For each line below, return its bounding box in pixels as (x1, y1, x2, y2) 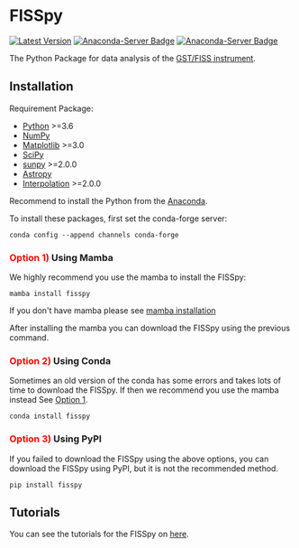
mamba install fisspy (9, 290, 91, 299)
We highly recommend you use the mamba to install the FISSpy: (9, 272, 247, 283)
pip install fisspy (9, 480, 83, 489)
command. (9, 332, 50, 343)
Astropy (22, 168, 52, 179)
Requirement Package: (9, 103, 94, 114)
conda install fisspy (9, 412, 91, 421)
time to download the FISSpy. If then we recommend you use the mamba (9, 385, 279, 395)
